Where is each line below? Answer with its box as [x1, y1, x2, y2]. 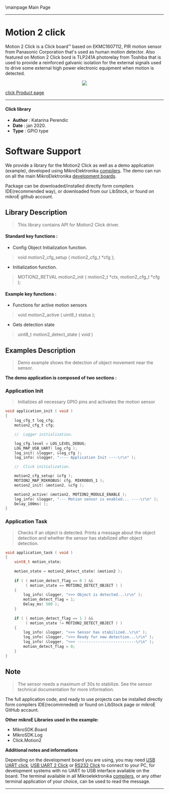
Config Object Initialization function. [12, 245, 87, 251]
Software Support [5, 146, 81, 157]
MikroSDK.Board [12, 726, 47, 732]
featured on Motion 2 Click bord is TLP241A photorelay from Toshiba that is [5, 54, 161, 60]
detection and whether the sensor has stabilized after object [17, 535, 143, 541]
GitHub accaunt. [5, 707, 39, 713]
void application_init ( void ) [5, 409, 73, 414]
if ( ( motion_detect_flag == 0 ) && [14, 578, 94, 583]
